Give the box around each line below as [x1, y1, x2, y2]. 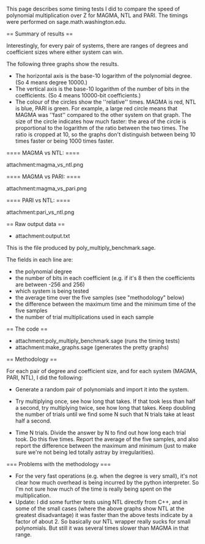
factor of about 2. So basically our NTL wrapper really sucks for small [15, 518, 191, 525]
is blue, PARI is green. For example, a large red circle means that [15, 105, 177, 112]
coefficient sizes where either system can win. [6, 48, 124, 56]
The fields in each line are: [6, 256, 73, 263]
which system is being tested [15, 287, 89, 295]
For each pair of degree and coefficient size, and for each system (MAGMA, [6, 368, 198, 374]
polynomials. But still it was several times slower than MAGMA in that [15, 524, 189, 532]
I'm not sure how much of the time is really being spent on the [15, 485, 172, 493]
